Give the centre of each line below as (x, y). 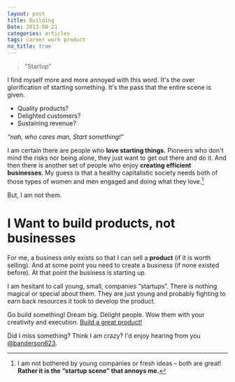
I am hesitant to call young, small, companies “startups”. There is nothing (112, 286)
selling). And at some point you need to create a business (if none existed (113, 265)
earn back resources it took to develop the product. (81, 301)
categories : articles (39, 33)
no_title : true (29, 46)
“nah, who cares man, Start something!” (66, 137)
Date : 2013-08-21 (33, 27)
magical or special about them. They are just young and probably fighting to (116, 293)
